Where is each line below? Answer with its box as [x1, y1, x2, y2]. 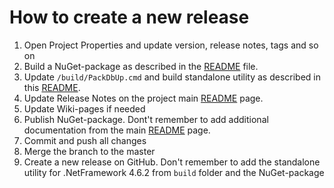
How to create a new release [9, 6, 250, 29]
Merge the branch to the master [23, 145, 156, 157]
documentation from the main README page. [23, 124, 211, 136]
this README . [23, 81, 81, 93]
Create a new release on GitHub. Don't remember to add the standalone [23, 156, 321, 168]
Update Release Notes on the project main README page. [23, 92, 264, 104]
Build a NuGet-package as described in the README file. [23, 60, 259, 72]
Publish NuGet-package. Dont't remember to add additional [23, 113, 269, 125]
